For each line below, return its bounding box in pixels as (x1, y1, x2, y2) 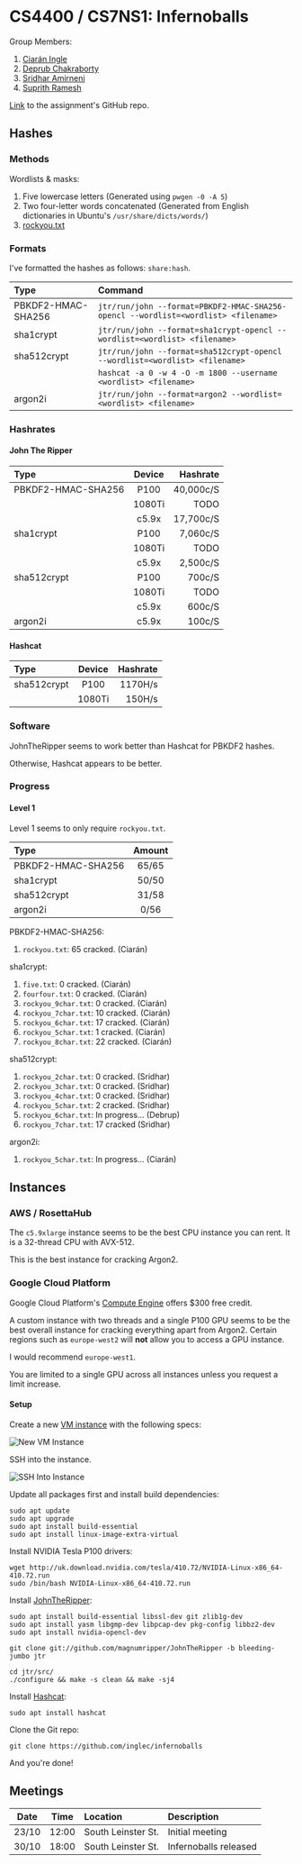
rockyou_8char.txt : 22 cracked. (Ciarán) (22, 1036, 173, 1047)
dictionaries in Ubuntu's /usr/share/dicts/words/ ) (22, 210, 209, 221)
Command (97, 284, 144, 296)
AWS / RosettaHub (9, 1206, 93, 1219)
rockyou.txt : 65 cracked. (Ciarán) (22, 943, 148, 954)
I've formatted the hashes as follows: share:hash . (9, 262, 191, 273)
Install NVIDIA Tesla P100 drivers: (9, 1545, 133, 1556)
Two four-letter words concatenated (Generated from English (22, 200, 250, 211)
